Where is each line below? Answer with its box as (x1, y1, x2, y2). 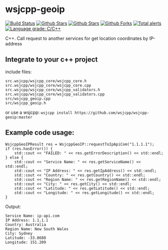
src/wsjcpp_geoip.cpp (5, 96, 51, 101)
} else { (5, 155, 24, 160)
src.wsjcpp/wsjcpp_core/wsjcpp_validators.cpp (5, 92, 105, 97)
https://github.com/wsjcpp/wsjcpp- (74, 110, 150, 115)
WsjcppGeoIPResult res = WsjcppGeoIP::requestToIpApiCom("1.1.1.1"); (5, 142, 155, 147)
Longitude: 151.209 (5, 239, 46, 245)
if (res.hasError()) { (5, 146, 53, 151)
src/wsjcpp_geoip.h (5, 100, 46, 105)
